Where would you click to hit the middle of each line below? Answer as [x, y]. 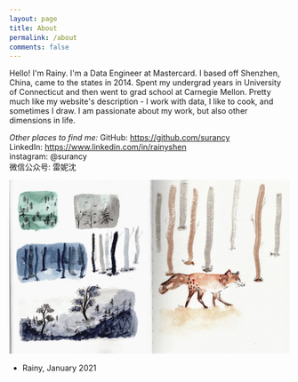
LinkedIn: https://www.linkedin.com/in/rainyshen [98, 147]
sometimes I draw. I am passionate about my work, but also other [129, 111]
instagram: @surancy [48, 156]
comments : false [39, 47]
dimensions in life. [42, 121]
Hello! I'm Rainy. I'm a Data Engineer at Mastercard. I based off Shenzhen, [145, 73]
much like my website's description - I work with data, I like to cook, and [141, 101]
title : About [33, 28]
